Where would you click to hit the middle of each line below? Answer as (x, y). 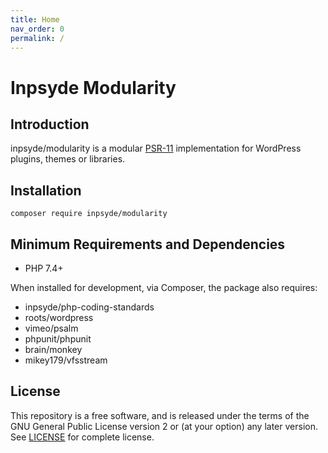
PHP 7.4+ (44, 268)
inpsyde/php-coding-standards (89, 307)
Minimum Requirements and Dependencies (148, 244)
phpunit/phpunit (58, 339)
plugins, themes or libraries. (68, 159)
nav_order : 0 (37, 29)
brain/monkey (53, 349)
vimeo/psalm (51, 328)
